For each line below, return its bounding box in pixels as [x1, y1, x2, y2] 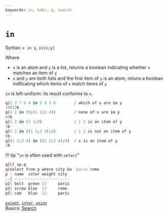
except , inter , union [5, 200, 47, 206]
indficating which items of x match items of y [12, 80, 107, 87]
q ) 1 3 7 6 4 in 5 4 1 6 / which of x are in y [5, 100, 123, 105]
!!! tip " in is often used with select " [5, 152, 80, 158]
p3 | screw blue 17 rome [5, 186, 67, 191]
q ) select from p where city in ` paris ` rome [5, 167, 100, 172]
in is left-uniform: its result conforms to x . [5, 90, 93, 97]
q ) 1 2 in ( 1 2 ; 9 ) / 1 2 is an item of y [5, 119, 123, 125]
